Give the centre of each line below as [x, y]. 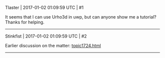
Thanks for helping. [25, 22]
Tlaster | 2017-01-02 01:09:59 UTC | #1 [44, 8]
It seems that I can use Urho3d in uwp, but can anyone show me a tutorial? [81, 17]
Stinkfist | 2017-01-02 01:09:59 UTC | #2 [46, 36]
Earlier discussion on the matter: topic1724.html [53, 46]
